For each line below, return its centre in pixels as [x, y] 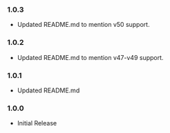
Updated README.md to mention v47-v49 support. [90, 57]
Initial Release [37, 123]
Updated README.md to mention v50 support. [83, 25]
